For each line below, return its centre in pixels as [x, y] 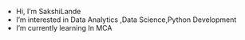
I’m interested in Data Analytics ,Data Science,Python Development [126, 20]
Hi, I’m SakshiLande [48, 11]
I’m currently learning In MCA [64, 28]
